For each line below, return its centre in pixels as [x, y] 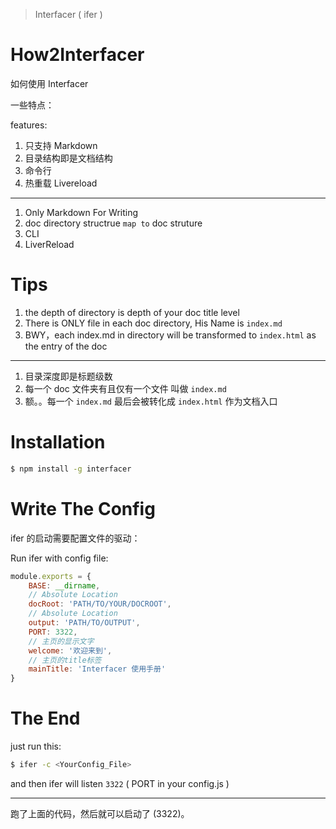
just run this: [36, 746]
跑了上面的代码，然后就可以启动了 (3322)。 [100, 813]
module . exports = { [51, 576]
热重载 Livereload [61, 183]
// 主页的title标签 [65, 660]
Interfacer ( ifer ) [68, 14]
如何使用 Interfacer [49, 83]
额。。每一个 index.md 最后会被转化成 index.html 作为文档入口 [151, 401]
